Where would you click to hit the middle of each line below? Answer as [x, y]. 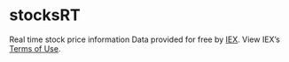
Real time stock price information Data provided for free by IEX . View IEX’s [145, 39]
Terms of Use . [35, 48]
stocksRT [45, 15]
